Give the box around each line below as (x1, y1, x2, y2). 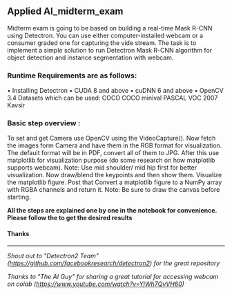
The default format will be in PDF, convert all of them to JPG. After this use (7, 149, 220, 157)
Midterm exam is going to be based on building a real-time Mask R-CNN (7, 24, 213, 32)
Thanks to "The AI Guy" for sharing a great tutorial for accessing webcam (7, 272, 219, 280)
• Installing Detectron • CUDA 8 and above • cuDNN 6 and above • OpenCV (7, 87, 224, 95)
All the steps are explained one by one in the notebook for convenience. (7, 206, 217, 215)
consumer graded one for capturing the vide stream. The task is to (7, 38, 197, 47)
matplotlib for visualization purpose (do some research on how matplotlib (7, 156, 215, 165)
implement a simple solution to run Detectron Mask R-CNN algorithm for (7, 46, 213, 54)
